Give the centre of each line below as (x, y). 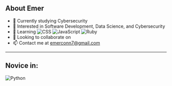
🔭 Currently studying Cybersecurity (50, 20)
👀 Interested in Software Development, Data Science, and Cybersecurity (89, 26)
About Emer (25, 8)
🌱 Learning (24, 31)
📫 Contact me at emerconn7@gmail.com (56, 42)
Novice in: (22, 66)
